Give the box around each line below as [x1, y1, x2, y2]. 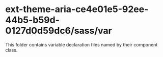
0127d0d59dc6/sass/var [5, 25, 112, 36]
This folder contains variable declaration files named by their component [5, 41, 158, 47]
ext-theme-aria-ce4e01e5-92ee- [5, 4, 149, 15]
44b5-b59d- [5, 14, 60, 26]
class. [5, 47, 18, 53]
